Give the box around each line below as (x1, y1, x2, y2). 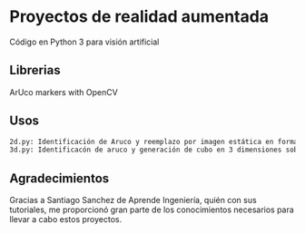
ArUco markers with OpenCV (9, 86, 118, 97)
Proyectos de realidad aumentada (9, 6, 270, 27)
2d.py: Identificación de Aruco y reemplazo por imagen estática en (9, 137, 274, 146)
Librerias (9, 63, 61, 78)
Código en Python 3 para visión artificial (9, 36, 160, 47)
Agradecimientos (9, 171, 110, 186)
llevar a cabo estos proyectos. (9, 214, 123, 225)
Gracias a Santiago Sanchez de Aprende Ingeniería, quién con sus (9, 195, 257, 206)
